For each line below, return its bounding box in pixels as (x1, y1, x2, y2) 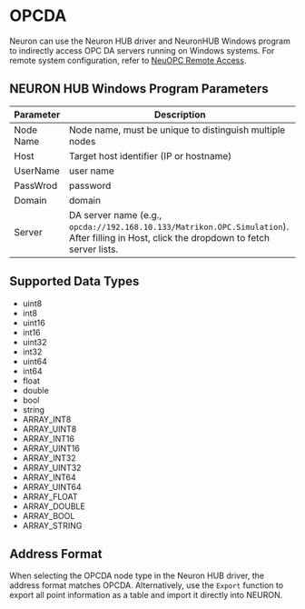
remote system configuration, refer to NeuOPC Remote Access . (9, 55, 247, 65)
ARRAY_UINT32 (22, 462, 82, 473)
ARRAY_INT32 (22, 452, 76, 464)
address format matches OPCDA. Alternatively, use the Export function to (9, 580, 284, 591)
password (68, 179, 112, 192)
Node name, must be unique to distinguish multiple (68, 124, 286, 136)
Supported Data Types (9, 274, 140, 289)
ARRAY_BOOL (22, 510, 75, 521)
